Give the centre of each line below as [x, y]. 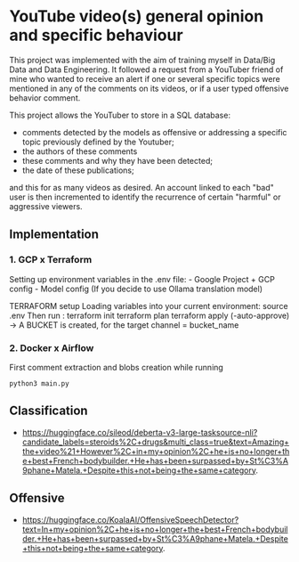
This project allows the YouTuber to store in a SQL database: [120, 115]
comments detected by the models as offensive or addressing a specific [154, 132]
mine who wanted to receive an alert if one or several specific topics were [145, 78]
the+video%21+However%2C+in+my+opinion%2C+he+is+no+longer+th [156, 451]
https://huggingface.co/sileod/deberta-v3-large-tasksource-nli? [140, 432]
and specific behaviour [97, 35]
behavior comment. [45, 98]
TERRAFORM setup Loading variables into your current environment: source [149, 305]
